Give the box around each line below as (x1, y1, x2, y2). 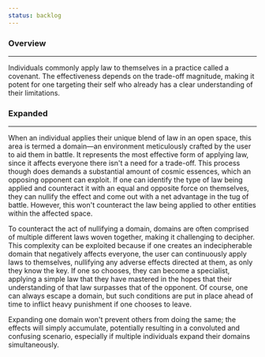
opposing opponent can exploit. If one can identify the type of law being (8, 175, 243, 185)
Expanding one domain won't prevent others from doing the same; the (8, 315, 237, 325)
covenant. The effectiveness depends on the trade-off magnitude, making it (8, 71, 255, 81)
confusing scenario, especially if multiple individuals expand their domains (8, 332, 251, 341)
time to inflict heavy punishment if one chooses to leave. (8, 299, 192, 309)
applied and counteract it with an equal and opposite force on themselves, (8, 183, 250, 194)
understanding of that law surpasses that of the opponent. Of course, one (8, 283, 248, 292)
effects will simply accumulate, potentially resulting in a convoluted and (8, 323, 241, 333)
